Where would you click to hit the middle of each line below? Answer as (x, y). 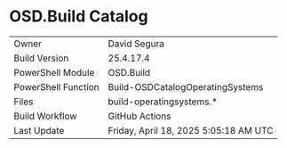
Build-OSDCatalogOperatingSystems (186, 86)
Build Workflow (45, 116)
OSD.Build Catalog (79, 16)
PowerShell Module (54, 72)
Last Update (39, 130)
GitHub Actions (140, 116)
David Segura (136, 44)
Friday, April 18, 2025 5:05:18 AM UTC (191, 130)
